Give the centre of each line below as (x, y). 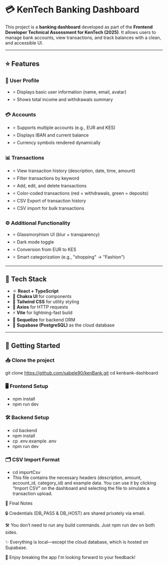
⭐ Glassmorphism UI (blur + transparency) (56, 234)
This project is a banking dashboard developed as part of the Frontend (79, 27)
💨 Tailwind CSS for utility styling (46, 302)
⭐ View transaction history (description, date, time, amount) (74, 171)
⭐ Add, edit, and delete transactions (49, 186)
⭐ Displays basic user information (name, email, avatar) (69, 92)
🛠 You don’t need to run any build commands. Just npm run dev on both (80, 525)
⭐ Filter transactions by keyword (46, 178)
